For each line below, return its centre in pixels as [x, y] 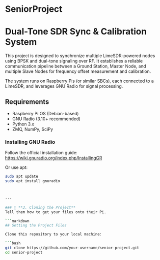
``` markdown [17, 221]
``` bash [13, 243]
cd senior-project [24, 252]
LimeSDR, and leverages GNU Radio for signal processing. [64, 86]
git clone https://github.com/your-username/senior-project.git [72, 248]
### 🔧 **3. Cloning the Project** [40, 207]
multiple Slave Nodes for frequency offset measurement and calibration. [78, 71]
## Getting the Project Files [36, 226]
